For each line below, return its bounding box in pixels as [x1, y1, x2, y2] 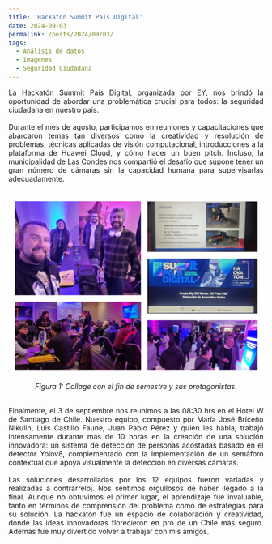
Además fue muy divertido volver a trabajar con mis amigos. [8, 526, 210, 536]
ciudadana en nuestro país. [8, 105, 100, 114]
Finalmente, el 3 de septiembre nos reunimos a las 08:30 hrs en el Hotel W [8, 405, 264, 415]
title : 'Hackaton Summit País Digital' [8, 13, 143, 21]
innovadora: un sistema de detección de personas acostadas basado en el [8, 440, 264, 450]
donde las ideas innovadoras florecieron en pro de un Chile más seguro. [8, 517, 264, 527]
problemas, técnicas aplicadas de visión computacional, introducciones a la [8, 139, 264, 149]
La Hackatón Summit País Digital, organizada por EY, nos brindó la [8, 88, 264, 97]
